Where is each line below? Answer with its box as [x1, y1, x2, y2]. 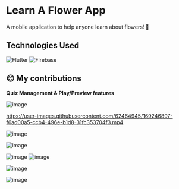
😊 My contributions [6, 74, 82, 84]
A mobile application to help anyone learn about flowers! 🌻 [6, 23, 150, 30]
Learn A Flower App [6, 4, 106, 17]
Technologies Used [6, 40, 79, 51]
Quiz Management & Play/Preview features [6, 89, 115, 96]
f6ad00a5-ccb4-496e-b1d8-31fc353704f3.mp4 [6, 118, 124, 125]
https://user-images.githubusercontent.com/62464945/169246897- [6, 112, 173, 119]
